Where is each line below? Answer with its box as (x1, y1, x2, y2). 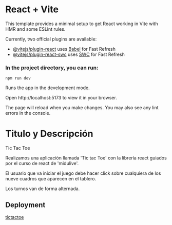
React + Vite (5, 4, 59, 15)
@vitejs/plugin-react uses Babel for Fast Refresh (12, 46, 116, 52)
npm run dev (5, 76, 31, 81)
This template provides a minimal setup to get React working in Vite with (5, 21, 158, 27)
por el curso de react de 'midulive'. (5, 160, 79, 167)
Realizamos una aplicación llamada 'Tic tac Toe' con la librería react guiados (5, 155, 167, 161)
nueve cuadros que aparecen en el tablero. (5, 176, 97, 182)
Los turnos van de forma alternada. (5, 186, 80, 192)
